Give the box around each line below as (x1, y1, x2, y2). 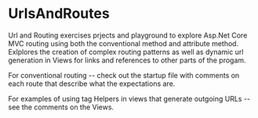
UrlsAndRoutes (8, 5, 110, 23)
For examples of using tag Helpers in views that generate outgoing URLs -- (8, 94, 251, 103)
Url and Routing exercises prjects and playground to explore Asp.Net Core (8, 30, 248, 40)
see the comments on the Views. (8, 102, 114, 112)
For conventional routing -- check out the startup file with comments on (8, 70, 240, 80)
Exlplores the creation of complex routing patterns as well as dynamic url (8, 47, 244, 56)
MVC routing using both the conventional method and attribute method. (8, 38, 239, 48)
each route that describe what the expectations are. (8, 79, 176, 88)
